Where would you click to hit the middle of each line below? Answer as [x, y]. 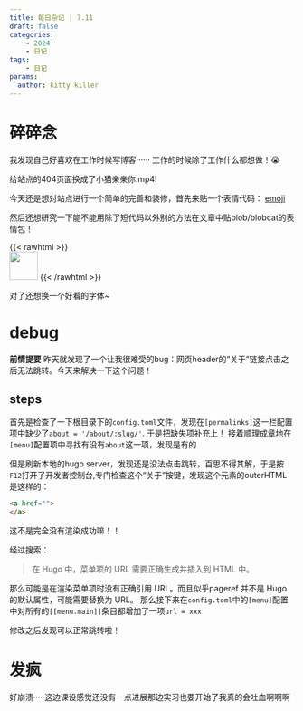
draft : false [34, 26]
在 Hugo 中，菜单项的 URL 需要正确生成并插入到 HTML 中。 [143, 569]
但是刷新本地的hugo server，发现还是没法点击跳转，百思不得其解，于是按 [147, 464]
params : [24, 77]
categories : [32, 34]
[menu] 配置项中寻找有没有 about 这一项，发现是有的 [103, 445]
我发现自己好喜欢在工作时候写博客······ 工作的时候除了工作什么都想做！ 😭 [145, 159]
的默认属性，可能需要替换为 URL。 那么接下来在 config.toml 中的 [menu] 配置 [149, 600]
